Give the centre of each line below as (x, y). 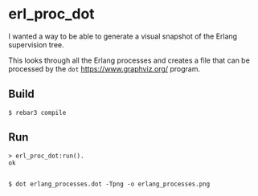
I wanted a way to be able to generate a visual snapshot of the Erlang (123, 36)
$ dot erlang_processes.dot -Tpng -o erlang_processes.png (109, 184)
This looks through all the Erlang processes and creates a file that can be (129, 60)
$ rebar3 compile (37, 112)
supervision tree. (36, 44)
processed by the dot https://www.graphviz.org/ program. (104, 68)
